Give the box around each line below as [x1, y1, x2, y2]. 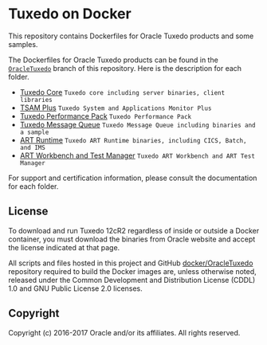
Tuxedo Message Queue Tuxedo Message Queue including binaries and [19, 120, 256, 129]
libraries [19, 96, 53, 104]
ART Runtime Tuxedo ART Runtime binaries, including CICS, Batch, [19, 135, 247, 144]
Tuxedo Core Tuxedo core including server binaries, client [19, 87, 226, 96]
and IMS [19, 143, 45, 151]
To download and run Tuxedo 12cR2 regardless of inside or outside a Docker [8, 225, 260, 235]
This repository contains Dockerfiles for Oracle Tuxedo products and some [8, 31, 254, 41]
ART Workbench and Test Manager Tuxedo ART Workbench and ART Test [19, 151, 255, 160]
